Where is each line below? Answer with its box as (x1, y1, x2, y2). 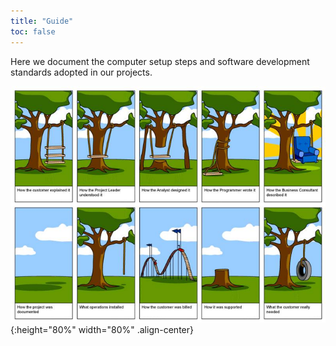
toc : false (10, 26, 56, 37)
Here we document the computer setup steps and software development (10, 55, 310, 67)
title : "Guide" (10, 16, 74, 26)
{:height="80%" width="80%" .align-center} (10, 323, 194, 335)
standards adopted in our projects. (10, 66, 153, 78)
